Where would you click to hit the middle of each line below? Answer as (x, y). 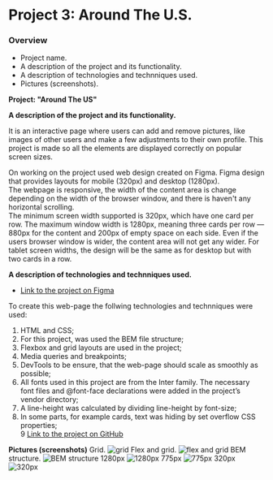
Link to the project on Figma (67, 291)
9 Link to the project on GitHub (71, 434)
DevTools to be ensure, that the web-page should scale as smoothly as (139, 365)
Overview (28, 41)
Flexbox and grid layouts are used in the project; (101, 348)
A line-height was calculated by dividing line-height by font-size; (128, 409)
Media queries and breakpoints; (74, 357)
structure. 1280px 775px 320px (122, 458)
